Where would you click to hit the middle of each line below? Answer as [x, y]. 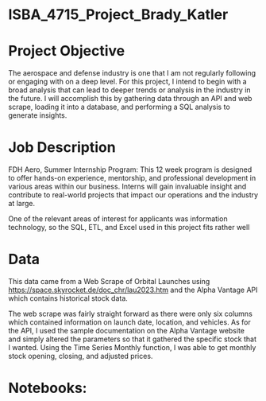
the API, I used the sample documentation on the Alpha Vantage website [126, 331]
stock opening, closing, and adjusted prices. [81, 356]
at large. [22, 204]
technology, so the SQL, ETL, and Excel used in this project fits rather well [129, 228]
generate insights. [38, 115]
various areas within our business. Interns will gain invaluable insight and [127, 187]
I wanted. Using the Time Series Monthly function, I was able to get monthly [132, 347]
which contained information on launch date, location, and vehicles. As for [130, 322]
